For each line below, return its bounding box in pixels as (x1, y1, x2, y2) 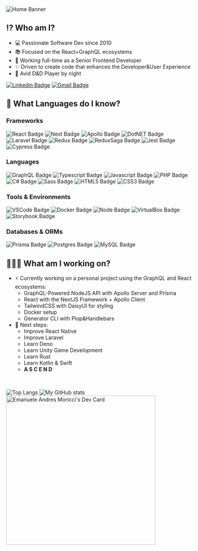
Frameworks (6, 117, 44, 125)
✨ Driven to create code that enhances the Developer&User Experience (14, 63, 191, 70)
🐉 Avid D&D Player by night (14, 69, 82, 77)
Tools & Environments (6, 192, 71, 201)
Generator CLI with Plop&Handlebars (23, 315, 115, 322)
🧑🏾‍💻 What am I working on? (6, 258, 111, 268)
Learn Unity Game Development (23, 347, 103, 354)
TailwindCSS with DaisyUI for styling (23, 302, 113, 310)
